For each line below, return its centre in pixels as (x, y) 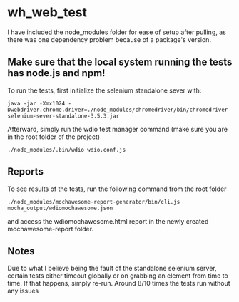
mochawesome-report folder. (51, 229)
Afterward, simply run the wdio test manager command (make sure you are (118, 129)
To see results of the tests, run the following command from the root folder (117, 189)
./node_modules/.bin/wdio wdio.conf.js (67, 150)
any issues (23, 291)
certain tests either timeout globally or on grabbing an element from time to (118, 276)
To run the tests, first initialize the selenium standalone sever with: (105, 90)
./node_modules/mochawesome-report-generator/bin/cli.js (94, 202)
